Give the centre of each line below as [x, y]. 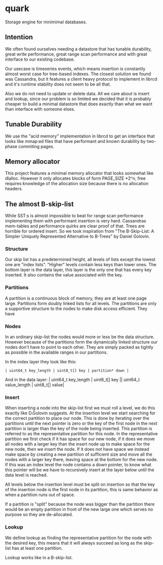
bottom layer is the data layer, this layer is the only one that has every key [78, 270]
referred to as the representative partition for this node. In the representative [81, 434]
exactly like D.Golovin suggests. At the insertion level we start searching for [80, 413]
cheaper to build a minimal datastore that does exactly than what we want [79, 104]
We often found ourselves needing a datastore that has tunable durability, [78, 49]
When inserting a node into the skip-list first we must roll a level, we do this [80, 408]
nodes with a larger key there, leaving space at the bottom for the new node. [81, 460]
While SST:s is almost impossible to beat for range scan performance [74, 216]
